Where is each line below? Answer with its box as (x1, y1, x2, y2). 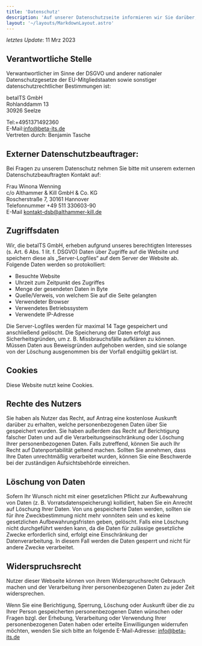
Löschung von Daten (6, 477, 85, 487)
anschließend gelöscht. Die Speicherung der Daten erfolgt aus (6, 329, 161, 336)
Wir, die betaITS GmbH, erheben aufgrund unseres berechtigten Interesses (6, 242, 192, 249)
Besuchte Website (14, 272, 60, 279)
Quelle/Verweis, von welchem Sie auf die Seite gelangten (14, 291, 157, 299)
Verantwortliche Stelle (6, 53, 92, 64)
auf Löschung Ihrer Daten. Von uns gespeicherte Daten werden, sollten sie (6, 505, 191, 513)
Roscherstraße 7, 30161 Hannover (6, 196, 89, 203)
